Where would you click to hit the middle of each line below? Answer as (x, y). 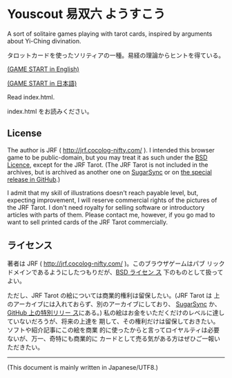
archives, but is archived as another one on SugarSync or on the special (109, 172)
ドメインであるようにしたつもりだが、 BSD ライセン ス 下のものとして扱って (115, 272)
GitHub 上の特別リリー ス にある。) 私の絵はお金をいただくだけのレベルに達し (116, 312)
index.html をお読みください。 (50, 111)
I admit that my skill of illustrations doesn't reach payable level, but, (103, 192)
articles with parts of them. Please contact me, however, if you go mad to (111, 215)
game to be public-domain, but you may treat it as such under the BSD (107, 157)
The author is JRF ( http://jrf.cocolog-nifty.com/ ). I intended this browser (111, 150)
